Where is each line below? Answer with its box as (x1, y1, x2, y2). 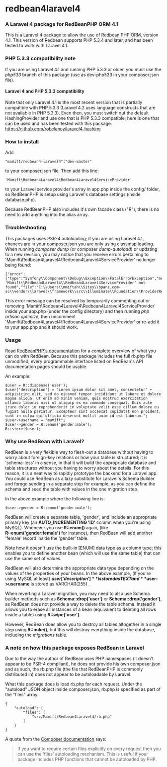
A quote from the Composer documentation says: (5, 736, 107, 742)
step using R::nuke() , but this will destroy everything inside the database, (5, 627, 156, 633)
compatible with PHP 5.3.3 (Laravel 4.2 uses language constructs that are (5, 104, 156, 110)
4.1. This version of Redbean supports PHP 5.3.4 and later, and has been (5, 37, 153, 43)
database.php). (5, 197, 36, 203)
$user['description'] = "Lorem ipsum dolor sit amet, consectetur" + (5, 387, 153, 392)
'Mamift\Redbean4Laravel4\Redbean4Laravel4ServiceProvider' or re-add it (5, 319, 160, 325)
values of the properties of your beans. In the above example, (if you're (5, 571, 151, 576)
